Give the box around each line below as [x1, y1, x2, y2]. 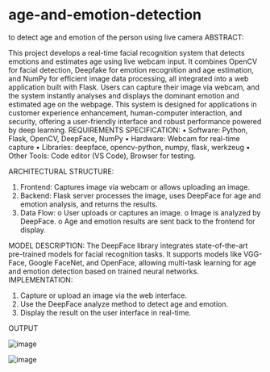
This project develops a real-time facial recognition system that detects [8, 48, 245, 57]
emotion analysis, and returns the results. [19, 199, 158, 209]
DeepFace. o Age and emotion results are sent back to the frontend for [19, 216, 255, 226]
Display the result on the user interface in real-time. [19, 307, 192, 317]
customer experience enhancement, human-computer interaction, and [8, 107, 243, 118]
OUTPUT [8, 323, 39, 332]
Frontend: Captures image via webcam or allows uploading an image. [19, 182, 251, 191]
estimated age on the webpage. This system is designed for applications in [8, 99, 258, 109]
